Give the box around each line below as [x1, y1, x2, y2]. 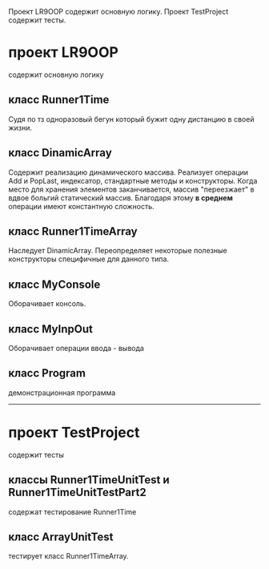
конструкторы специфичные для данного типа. [8, 254, 170, 264]
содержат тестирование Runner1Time [8, 506, 137, 516]
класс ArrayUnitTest [8, 530, 114, 543]
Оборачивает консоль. [8, 299, 86, 309]
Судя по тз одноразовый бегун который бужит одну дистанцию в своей [8, 114, 255, 123]
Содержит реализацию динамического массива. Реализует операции [8, 167, 249, 177]
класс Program [8, 366, 86, 380]
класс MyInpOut [8, 322, 94, 336]
